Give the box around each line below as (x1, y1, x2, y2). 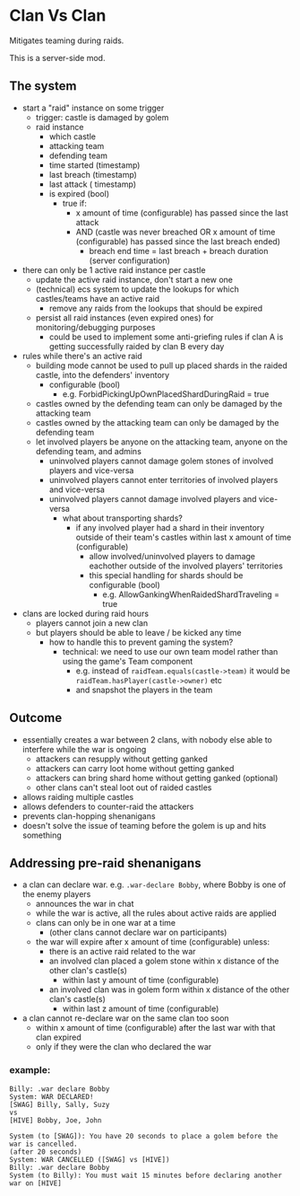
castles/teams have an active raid (35, 293, 160, 303)
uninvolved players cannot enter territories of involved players (48, 474, 279, 485)
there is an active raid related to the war (48, 946, 196, 957)
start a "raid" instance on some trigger (21, 102, 165, 113)
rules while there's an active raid (21, 350, 143, 361)
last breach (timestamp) (48, 169, 137, 180)
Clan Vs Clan (9, 5, 107, 26)
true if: (62, 198, 88, 208)
